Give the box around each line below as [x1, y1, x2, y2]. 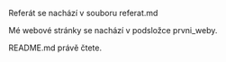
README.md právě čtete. [8, 42, 103, 53]
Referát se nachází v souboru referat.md [8, 8, 158, 18]
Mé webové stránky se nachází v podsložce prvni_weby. [8, 25, 218, 35]
